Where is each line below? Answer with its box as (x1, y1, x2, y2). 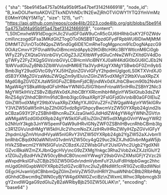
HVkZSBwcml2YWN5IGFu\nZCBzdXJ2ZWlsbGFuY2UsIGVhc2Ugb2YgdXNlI (5, 142, 160, 148)
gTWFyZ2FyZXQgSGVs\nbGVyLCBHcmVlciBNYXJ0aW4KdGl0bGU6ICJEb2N (5, 57, 163, 63)
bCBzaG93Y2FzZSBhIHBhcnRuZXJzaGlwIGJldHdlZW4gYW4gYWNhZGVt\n (5, 110, 161, 116)
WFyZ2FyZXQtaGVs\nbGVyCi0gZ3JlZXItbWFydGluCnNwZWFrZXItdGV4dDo (5, 52, 161, 58)
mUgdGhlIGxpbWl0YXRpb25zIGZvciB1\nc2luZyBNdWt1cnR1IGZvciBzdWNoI (5, 163, 161, 169)
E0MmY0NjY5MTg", (5, 15, 46, 20)
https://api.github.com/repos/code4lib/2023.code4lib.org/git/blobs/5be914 (7, 20, 162, 26)
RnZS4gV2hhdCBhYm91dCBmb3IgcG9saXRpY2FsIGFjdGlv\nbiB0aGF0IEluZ (5, 94, 161, 100)
